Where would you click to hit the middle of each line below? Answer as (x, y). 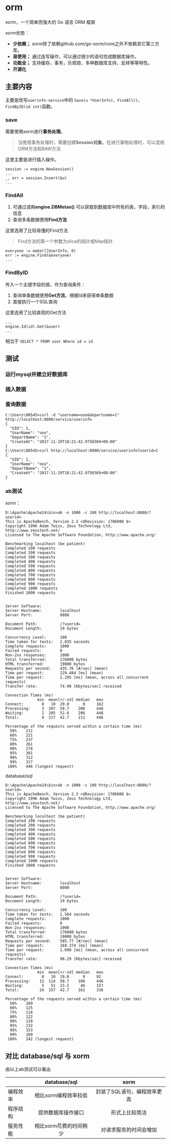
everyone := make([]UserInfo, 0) (41, 251)
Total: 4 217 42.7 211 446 (54, 718)
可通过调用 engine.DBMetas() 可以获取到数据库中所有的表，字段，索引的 (89, 207)
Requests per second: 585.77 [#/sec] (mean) (57, 941)
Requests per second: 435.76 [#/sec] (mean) (57, 669)
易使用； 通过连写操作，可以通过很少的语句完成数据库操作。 (76, 56)
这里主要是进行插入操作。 (32, 160)
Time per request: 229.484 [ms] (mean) (54, 673)
